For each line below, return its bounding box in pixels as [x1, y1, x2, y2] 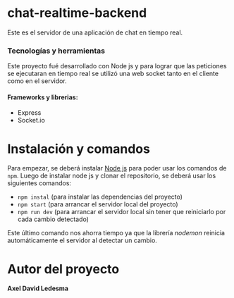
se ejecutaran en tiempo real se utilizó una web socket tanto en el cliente [7, 69, 219, 78]
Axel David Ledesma [7, 284, 69, 293]
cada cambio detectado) [17, 215, 90, 223]
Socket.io [17, 116, 46, 125]
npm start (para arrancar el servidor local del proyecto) [17, 200, 178, 209]
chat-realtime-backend [7, 5, 147, 21]
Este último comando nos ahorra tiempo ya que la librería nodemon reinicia [7, 229, 226, 237]
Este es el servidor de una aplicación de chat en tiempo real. [7, 28, 183, 37]
